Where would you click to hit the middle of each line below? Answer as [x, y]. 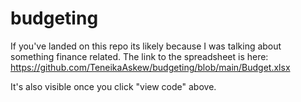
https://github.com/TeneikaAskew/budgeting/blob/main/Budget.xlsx [150, 67]
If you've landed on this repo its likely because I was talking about [146, 46]
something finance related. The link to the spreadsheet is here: [139, 56]
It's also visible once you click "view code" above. [113, 86]
